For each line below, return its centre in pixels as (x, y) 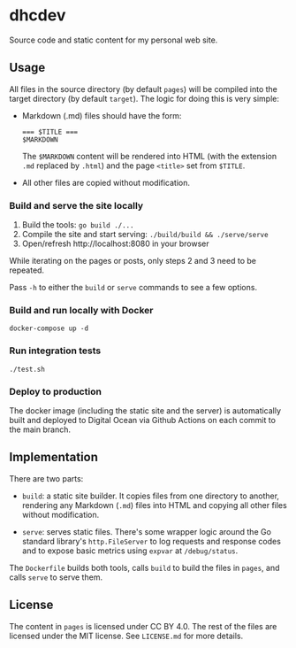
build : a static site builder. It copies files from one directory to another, (151, 496)
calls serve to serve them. (56, 577)
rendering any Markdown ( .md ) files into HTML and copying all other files (154, 505)
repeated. (27, 270)
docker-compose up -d (49, 328)
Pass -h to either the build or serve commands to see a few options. (133, 288)
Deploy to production (55, 391)
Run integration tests (55, 351)
